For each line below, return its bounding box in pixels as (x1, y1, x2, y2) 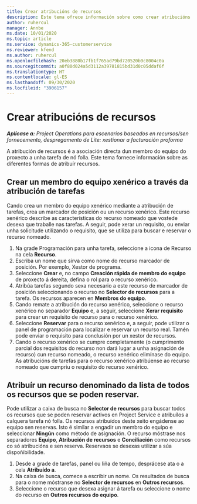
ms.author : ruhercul (6, 52, 57, 58)
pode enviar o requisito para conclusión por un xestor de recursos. (15, 332, 176, 339)
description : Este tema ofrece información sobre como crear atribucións (6, 14, 191, 20)
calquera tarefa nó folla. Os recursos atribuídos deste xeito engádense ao (6, 418, 184, 425)
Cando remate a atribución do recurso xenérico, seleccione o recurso (15, 301, 184, 308)
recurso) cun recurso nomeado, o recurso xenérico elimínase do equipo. (15, 351, 191, 358)
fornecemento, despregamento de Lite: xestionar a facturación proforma (6, 136, 184, 143)
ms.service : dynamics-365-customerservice (6, 42, 112, 48)
